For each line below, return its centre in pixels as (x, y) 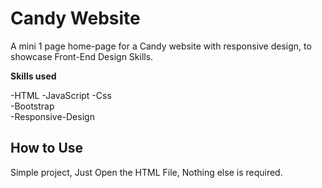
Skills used (33, 76)
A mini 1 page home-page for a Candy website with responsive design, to (161, 46)
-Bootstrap (32, 106)
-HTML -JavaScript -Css (61, 95)
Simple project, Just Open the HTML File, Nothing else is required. (146, 172)
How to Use (47, 148)
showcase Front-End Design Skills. (82, 56)
